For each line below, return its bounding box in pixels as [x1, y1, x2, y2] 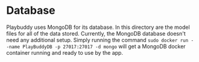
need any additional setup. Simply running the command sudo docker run [6, 36, 189, 43]
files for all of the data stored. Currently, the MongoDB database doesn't [6, 29, 186, 37]
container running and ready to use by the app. [6, 49, 124, 56]
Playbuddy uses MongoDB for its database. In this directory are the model [6, 23, 190, 31]
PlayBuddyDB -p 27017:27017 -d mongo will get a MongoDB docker [22, 43, 186, 50]
